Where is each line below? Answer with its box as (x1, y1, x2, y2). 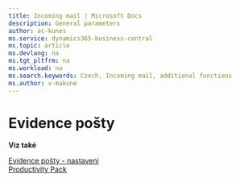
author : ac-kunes (8, 27, 67, 35)
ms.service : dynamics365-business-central (8, 34, 153, 43)
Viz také (8, 140, 37, 150)
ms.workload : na (8, 64, 63, 72)
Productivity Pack (8, 164, 67, 174)
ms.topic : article (8, 42, 70, 50)
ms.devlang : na (8, 49, 60, 57)
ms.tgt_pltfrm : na (8, 57, 70, 65)
